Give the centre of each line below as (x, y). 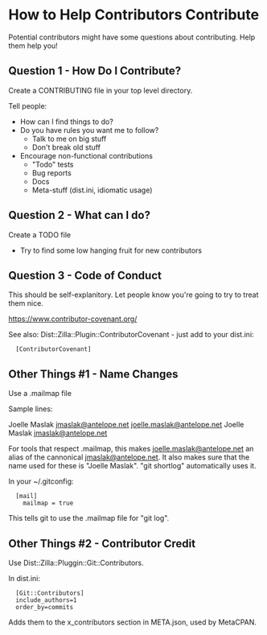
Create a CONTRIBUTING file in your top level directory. (101, 90)
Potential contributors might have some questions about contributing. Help (132, 37)
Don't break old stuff (66, 147)
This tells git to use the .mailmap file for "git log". (89, 518)
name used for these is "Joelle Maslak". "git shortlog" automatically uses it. (132, 466)
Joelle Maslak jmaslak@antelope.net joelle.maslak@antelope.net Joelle (126, 425)
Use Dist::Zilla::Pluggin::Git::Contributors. (76, 563)
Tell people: (28, 105)
